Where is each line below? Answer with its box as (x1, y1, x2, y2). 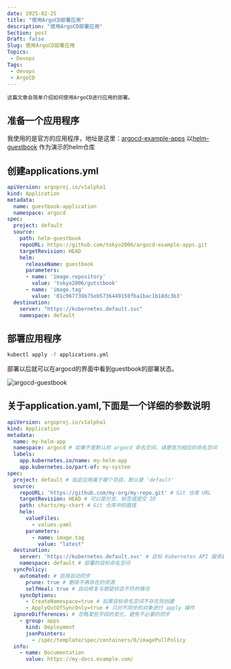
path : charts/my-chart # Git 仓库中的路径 (19, 502, 137, 509)
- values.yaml (32, 521, 72, 528)
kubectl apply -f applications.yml (7, 351, 109, 358)
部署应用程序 (7, 332, 62, 344)
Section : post (7, 29, 48, 37)
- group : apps (19, 617, 60, 624)
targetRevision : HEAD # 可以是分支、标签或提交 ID (19, 495, 156, 503)
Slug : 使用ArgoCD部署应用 (7, 42, 76, 49)
